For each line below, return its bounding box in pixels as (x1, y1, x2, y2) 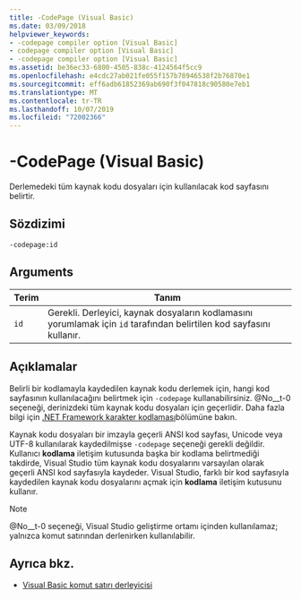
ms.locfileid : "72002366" (9, 113, 106, 122)
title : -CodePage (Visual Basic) (9, 13, 134, 22)
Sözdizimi (9, 217, 65, 232)
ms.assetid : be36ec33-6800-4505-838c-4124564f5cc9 (9, 64, 202, 73)
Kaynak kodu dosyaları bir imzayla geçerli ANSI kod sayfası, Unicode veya (9, 429, 283, 440)
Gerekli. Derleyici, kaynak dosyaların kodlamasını (47, 306, 254, 319)
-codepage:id (9, 240, 58, 249)
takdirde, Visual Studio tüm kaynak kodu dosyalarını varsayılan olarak (9, 458, 265, 468)
